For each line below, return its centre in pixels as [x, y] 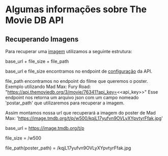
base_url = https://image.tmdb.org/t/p [45, 128]
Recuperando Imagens [42, 39]
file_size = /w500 [23, 138]
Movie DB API [34, 20]
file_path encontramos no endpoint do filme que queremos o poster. [77, 81]
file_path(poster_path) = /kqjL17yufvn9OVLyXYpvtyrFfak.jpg [68, 148]
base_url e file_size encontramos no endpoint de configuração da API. [79, 71]
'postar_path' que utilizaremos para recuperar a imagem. [65, 103]
